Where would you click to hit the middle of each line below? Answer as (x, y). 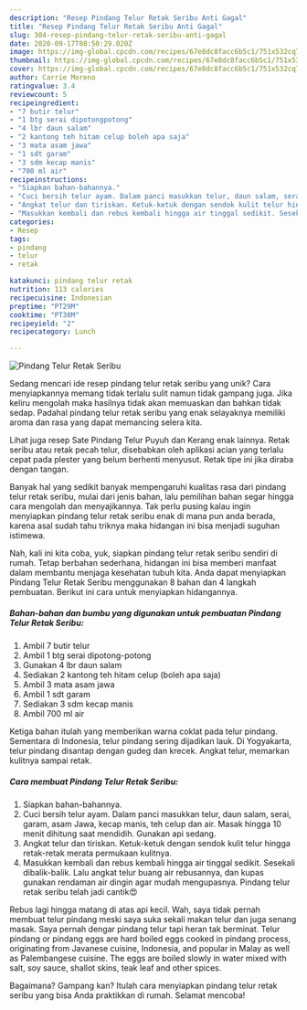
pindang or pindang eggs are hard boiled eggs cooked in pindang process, (150, 939)
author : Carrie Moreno (53, 78)
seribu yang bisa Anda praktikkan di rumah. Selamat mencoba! (127, 995)
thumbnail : (30, 60)
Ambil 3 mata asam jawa (69, 685)
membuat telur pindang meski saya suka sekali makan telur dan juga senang (153, 920)
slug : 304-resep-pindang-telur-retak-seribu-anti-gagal (118, 35)
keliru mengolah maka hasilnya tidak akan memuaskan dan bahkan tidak (145, 403)
